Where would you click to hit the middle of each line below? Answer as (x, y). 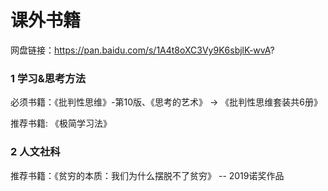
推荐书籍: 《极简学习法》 (61, 123)
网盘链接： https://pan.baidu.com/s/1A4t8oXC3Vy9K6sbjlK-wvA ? (142, 50)
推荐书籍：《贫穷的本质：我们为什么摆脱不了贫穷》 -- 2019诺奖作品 (147, 175)
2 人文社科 (35, 152)
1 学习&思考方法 (48, 78)
